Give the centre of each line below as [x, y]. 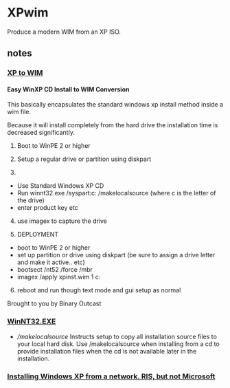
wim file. [19, 112]
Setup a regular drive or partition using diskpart [84, 159]
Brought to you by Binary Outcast [54, 303]
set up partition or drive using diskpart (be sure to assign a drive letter [116, 255]
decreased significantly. [41, 133]
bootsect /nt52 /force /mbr [55, 270]
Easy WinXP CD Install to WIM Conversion [68, 89]
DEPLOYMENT [38, 235]
